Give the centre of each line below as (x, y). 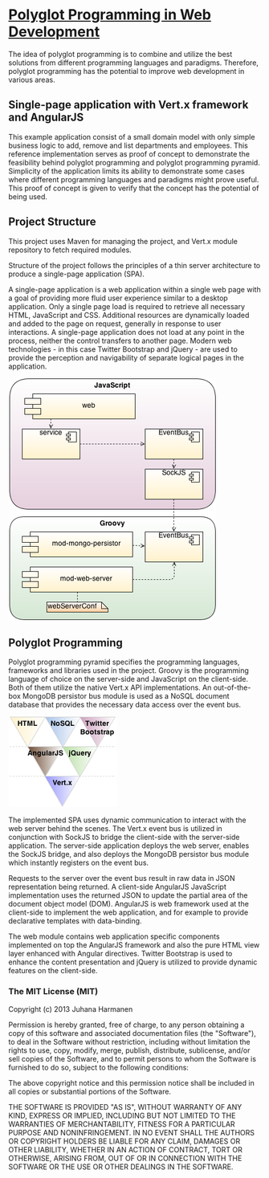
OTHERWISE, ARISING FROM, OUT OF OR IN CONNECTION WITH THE (125, 1158)
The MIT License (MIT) (53, 992)
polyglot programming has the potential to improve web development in (126, 71)
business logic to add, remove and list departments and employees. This (128, 145)
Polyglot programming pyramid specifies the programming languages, (124, 662)
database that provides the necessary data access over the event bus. (125, 705)
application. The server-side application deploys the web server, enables (129, 846)
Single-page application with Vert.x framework (128, 105)
